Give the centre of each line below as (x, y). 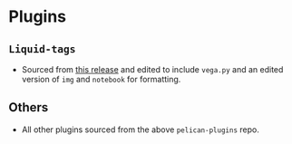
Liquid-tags (42, 49)
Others (29, 107)
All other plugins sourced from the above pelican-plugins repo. (140, 130)
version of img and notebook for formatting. (101, 79)
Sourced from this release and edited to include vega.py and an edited (152, 69)
